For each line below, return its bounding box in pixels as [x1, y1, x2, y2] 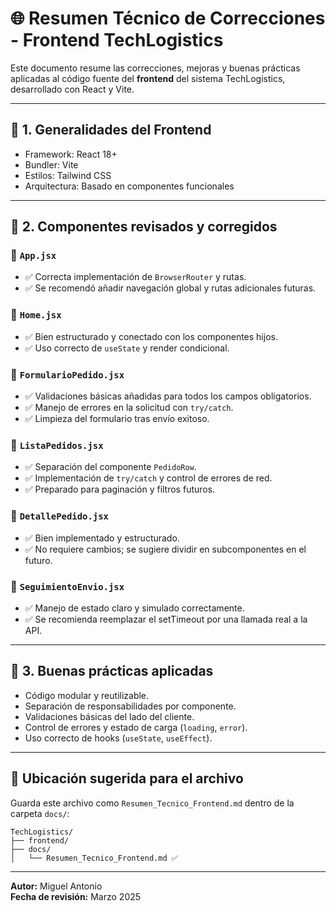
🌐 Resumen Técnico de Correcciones [10, 7, 326, 30]
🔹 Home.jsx [10, 308, 62, 322]
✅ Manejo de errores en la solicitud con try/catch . [24, 402, 234, 414]
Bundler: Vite [24, 158, 79, 171]
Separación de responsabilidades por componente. [24, 700, 237, 712]
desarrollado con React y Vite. [10, 83, 135, 95]
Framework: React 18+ [24, 148, 118, 160]
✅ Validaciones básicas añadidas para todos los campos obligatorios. [24, 390, 312, 402]
